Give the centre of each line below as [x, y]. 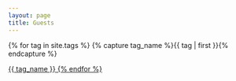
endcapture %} [33, 53]
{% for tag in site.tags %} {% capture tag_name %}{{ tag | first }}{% [118, 45]
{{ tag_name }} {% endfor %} [55, 68]
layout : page [29, 15]
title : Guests [31, 23]
